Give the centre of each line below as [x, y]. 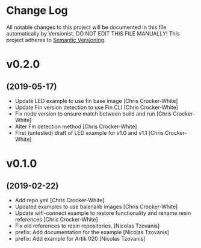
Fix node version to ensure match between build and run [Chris [93, 113]
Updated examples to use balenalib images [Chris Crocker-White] [96, 206]
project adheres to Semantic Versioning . [56, 40]
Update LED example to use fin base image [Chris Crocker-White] [96, 101]
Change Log [37, 11]
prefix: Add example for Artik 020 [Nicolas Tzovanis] [80, 238]
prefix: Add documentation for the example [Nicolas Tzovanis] [92, 232]
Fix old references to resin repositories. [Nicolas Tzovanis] [87, 226]
